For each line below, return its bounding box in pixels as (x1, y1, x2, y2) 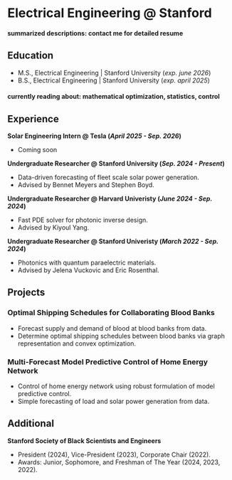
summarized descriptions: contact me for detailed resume (7, 28, 184, 37)
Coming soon (17, 146, 58, 154)
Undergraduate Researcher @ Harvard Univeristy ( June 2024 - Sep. (7, 194, 212, 203)
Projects (7, 287, 46, 299)
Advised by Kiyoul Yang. (17, 223, 90, 232)
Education (7, 50, 54, 62)
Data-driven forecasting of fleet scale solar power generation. (17, 173, 199, 181)
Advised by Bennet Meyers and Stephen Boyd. (17, 181, 154, 189)
